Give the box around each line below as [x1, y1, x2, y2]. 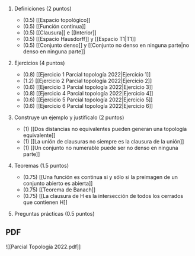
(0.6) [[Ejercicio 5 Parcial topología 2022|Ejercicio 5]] [23, 96, 153, 103]
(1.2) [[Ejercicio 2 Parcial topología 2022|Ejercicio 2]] [23, 77, 152, 84]
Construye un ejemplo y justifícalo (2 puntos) [14, 114, 124, 121]
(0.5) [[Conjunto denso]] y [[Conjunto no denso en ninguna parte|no [23, 41, 190, 49]
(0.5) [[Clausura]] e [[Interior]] [23, 29, 97, 36]
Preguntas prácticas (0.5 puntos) [14, 210, 95, 217]
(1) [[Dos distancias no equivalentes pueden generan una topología [23, 126, 187, 132]
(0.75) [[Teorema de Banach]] [23, 186, 96, 193]
